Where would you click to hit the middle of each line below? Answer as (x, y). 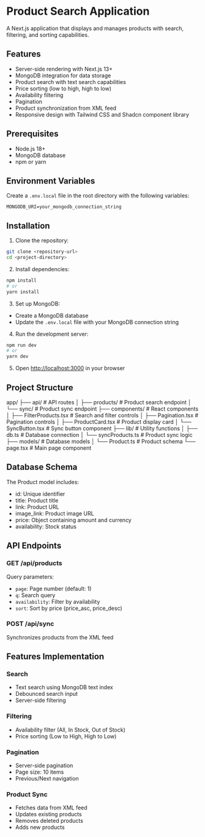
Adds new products (40, 827)
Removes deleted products (49, 821)
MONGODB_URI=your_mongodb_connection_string (64, 207)
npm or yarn (31, 161)
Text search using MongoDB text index (64, 687)
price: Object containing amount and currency (73, 520)
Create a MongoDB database (52, 315)
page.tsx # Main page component (49, 448)
